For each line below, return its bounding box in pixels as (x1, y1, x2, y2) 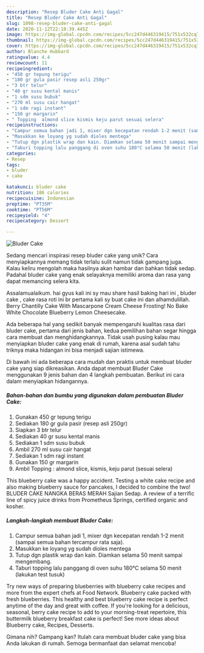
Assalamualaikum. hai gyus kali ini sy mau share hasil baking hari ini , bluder (6, 290, 197, 297)
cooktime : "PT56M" (6, 206, 53, 213)
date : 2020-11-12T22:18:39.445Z (6, 26, 88, 32)
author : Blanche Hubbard (6, 49, 69, 55)
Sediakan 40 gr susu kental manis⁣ (15, 433, 100, 440)
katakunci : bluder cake (6, 184, 67, 190)
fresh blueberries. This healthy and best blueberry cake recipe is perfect (6, 596, 188, 603)
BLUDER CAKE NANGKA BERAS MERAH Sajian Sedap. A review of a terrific (6, 490, 195, 497)
